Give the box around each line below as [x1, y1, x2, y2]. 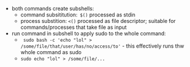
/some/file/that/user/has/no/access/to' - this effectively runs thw [20, 42, 184, 49]
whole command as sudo [20, 49, 82, 55]
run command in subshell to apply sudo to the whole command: [11, 30, 166, 37]
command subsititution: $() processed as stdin [20, 11, 136, 18]
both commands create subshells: [11, 5, 94, 12]
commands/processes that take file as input [20, 24, 127, 31]
